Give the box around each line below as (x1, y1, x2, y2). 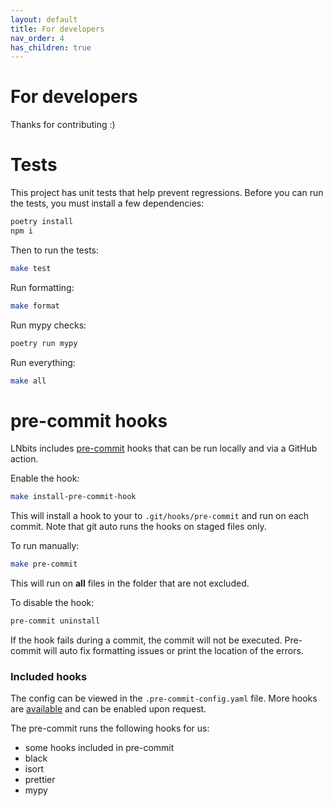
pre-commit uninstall (10, 616, 101, 626)
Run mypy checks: (10, 319, 87, 331)
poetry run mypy (10, 338, 78, 348)
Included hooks (10, 669, 88, 683)
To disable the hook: (10, 597, 95, 609)
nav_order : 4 (10, 33, 65, 43)
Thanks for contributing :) (10, 119, 116, 131)
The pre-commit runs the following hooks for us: (10, 722, 210, 735)
